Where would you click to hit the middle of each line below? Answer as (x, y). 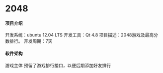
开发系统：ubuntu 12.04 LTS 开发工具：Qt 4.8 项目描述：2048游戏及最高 (80, 35)
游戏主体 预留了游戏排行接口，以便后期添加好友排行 (58, 65)
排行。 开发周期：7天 (31, 41)
